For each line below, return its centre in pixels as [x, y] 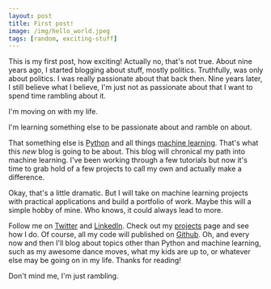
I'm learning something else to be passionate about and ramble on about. [130, 127]
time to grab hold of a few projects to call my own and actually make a [125, 169]
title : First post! [41, 23]
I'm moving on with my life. [53, 112]
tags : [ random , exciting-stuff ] [63, 38]
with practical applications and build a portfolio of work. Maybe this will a [130, 202]
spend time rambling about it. [57, 96]
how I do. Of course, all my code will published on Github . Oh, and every [129, 235]
